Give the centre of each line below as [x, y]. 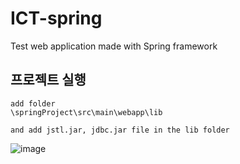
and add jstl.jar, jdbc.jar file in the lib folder [120, 130]
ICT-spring [56, 18]
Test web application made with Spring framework [114, 46]
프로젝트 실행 [48, 80]
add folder [33, 103]
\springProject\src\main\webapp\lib [86, 112]
